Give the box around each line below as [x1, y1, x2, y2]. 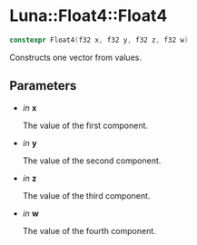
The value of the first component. [22, 120, 148, 131]
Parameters [9, 78, 77, 93]
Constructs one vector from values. [9, 52, 143, 63]
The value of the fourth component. [22, 225, 156, 236]
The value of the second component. [22, 155, 162, 166]
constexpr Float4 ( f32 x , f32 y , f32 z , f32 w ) [9, 35, 189, 44]
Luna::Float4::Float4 [9, 5, 168, 26]
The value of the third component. [22, 190, 151, 201]
